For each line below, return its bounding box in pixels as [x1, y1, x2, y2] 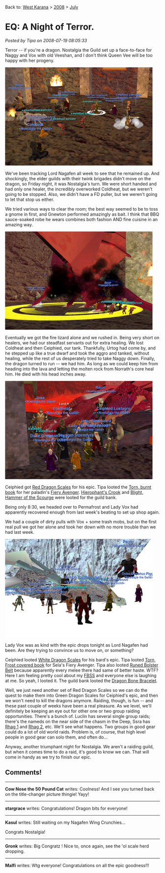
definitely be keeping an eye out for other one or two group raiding [5, 708, 140, 714]
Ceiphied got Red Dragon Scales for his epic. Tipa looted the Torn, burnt [5, 484, 151, 490]
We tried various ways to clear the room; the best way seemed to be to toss [5, 206, 158, 212]
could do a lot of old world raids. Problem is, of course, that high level [5, 729, 146, 735]
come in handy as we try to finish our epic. [5, 754, 92, 760]
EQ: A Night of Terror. [5, 22, 94, 32]
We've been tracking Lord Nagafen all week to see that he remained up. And [5, 170, 160, 176]
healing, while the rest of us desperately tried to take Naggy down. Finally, [5, 355, 156, 361]
